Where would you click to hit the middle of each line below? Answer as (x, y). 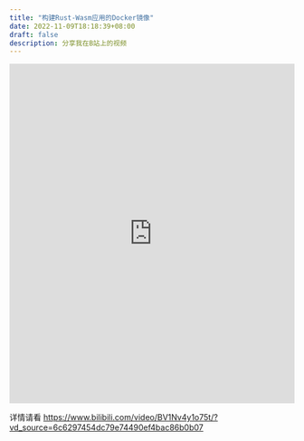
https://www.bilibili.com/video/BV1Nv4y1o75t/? (131, 417)
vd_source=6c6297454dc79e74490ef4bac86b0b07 (106, 427)
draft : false (34, 34)
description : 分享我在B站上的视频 (68, 43)
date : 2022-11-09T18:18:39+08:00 (72, 26)
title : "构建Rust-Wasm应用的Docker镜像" (82, 18)
